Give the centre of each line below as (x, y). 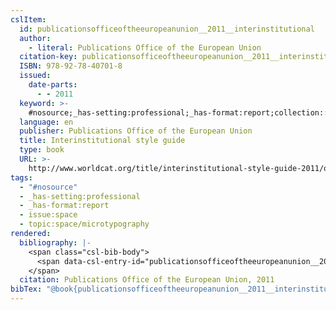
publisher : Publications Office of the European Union (136, 131)
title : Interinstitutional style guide (102, 141)
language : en (46, 122)
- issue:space (48, 215)
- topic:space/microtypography (84, 224)
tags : (21, 177)
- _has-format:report (64, 206)
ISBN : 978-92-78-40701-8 (71, 66)
